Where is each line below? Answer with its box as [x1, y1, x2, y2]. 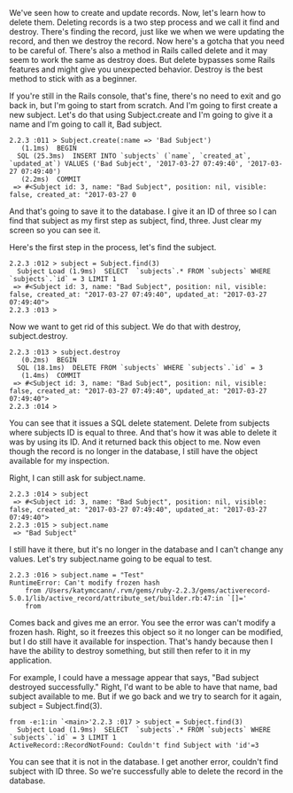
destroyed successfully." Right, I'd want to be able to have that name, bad [9, 682, 278, 692]
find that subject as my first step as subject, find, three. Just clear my [9, 216, 263, 225]
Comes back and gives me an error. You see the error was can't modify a [9, 617, 276, 628]
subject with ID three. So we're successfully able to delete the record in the [9, 766, 283, 776]
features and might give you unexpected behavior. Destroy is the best [9, 64, 264, 75]
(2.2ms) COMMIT [20, 175, 81, 184]
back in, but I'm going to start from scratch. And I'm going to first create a [9, 100, 279, 110]
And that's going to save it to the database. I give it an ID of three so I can [9, 206, 277, 216]
